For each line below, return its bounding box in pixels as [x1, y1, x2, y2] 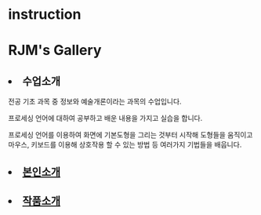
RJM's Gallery [8, 42, 102, 60]
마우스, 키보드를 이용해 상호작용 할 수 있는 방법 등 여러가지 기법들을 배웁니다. [8, 140, 242, 150]
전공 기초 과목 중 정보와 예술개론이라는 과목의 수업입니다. [8, 97, 182, 107]
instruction [8, 5, 82, 24]
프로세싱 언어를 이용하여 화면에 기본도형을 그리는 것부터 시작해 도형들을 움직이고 [8, 130, 253, 140]
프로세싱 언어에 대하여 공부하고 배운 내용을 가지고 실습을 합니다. [8, 114, 203, 123]
